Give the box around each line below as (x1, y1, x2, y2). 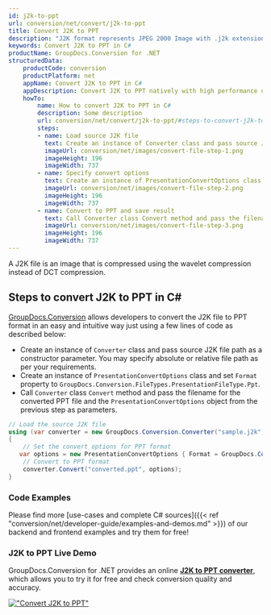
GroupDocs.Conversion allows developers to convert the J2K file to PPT (8, 312, 248, 322)
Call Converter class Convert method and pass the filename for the (19, 388, 241, 397)
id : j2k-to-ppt (8, 11, 60, 20)
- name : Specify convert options (37, 169, 150, 177)
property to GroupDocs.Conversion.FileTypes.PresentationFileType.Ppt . (19, 379, 261, 389)
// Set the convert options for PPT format (23, 443, 172, 451)
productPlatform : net (23, 72, 95, 80)
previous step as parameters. (19, 405, 118, 414)
